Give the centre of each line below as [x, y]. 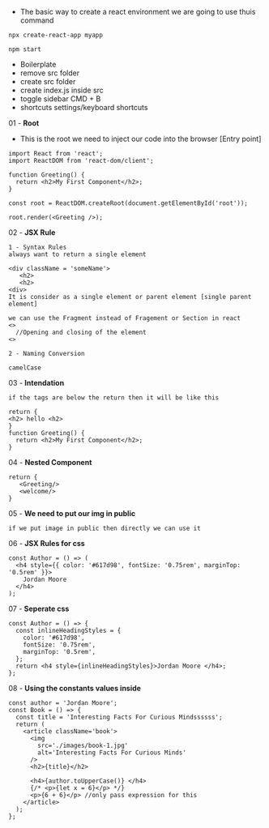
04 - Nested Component [50, 462]
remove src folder [50, 73]
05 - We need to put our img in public [72, 513]
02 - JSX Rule [32, 233]
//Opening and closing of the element [81, 332]
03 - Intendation [36, 383]
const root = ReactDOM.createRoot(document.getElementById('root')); [128, 203]
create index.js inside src [62, 90]
